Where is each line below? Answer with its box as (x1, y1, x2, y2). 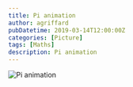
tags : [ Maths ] (8, 41, 55, 49)
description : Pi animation (8, 48, 97, 56)
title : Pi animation (8, 11, 77, 20)
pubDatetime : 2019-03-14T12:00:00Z (8, 26, 126, 34)
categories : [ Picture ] (8, 33, 83, 42)
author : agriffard (8, 19, 69, 27)
